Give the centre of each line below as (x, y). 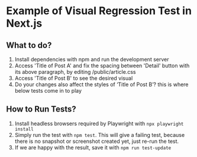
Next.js (24, 23)
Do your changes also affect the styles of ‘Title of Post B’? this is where (101, 84)
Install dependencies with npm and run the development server (92, 59)
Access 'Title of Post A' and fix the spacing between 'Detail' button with (102, 66)
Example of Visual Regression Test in (99, 11)
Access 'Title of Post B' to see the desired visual (74, 78)
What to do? (29, 45)
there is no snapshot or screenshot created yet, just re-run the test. (97, 141)
